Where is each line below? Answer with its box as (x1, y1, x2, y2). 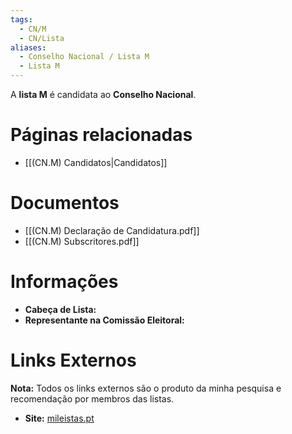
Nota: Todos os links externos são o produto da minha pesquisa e (10, 382, 282, 394)
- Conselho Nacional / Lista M (19, 52, 150, 62)
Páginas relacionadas (10, 124, 193, 146)
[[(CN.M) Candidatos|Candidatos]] (24, 156, 168, 168)
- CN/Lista (19, 33, 65, 43)
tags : (10, 14, 33, 25)
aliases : (10, 42, 47, 53)
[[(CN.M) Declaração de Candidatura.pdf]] (24, 224, 200, 236)
